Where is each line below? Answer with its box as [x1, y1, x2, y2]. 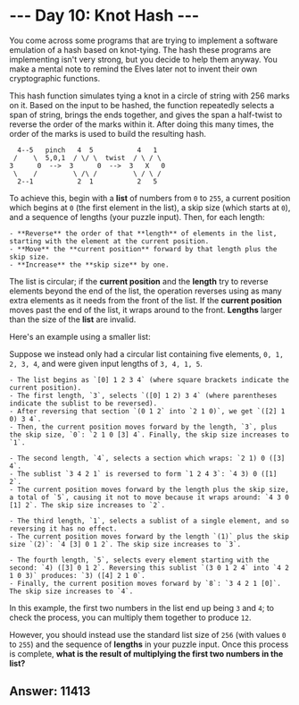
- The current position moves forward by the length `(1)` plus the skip [9, 531, 290, 541]
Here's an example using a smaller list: [9, 331, 151, 342]
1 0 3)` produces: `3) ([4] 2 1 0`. [9, 571, 145, 580]
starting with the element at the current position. [9, 236, 210, 246]
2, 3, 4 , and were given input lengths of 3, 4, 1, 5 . [9, 358, 203, 369]
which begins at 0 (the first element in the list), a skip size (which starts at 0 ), [9, 202, 291, 213]
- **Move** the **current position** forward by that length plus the [9, 244, 278, 253]
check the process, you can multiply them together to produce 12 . [9, 612, 252, 623]
